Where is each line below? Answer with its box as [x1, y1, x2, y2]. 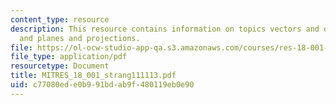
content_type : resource [10, 14, 110, 25]
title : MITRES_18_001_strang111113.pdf [10, 71, 177, 81]
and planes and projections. [19, 33, 141, 43]
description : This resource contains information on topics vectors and [10, 24, 320, 34]
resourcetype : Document [10, 61, 110, 71]
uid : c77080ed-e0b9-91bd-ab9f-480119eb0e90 [10, 80, 195, 90]
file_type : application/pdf [10, 52, 128, 62]
